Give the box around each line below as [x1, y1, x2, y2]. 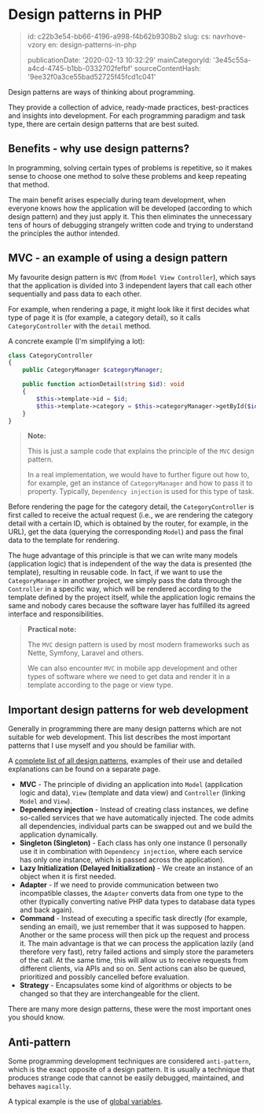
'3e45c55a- [212, 55, 251, 65]
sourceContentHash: [134, 63, 202, 72]
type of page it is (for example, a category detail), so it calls [8, 313, 201, 322]
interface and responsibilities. [8, 609, 104, 619]
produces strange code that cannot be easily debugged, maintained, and [8, 1073, 244, 1082]
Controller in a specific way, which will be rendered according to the [8, 585, 232, 594]
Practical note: [27, 625, 77, 634]
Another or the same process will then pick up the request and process [19, 930, 250, 940]
